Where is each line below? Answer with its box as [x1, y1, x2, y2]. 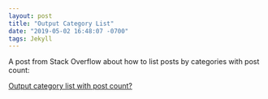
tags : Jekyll [8, 34, 53, 43]
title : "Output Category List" [8, 19, 115, 28]
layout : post [8, 11, 53, 20]
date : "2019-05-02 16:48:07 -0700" [8, 27, 129, 35]
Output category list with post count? [8, 81, 132, 91]
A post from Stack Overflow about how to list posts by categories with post [8, 57, 260, 67]
